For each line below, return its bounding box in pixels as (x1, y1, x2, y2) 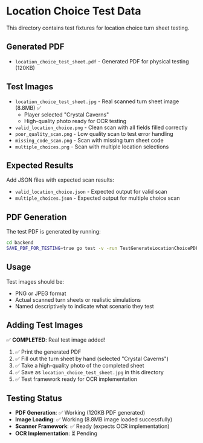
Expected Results (6, 160, 74, 170)
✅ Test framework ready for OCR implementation (14, 375, 138, 383)
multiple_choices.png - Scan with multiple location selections (14, 143, 169, 150)
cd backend (6, 240, 34, 246)
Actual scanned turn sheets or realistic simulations (14, 296, 141, 303)
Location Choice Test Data (6, 4, 141, 18)
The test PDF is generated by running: (6, 228, 101, 235)
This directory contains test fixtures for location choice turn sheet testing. (6, 24, 190, 31)
